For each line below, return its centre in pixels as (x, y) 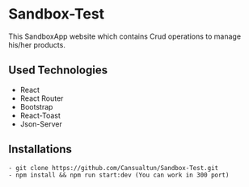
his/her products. (37, 44)
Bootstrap (36, 106)
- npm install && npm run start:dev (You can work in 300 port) (119, 175)
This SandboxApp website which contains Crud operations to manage (124, 36)
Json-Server (41, 124)
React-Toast (40, 115)
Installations (40, 150)
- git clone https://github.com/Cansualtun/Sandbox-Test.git (114, 168)
